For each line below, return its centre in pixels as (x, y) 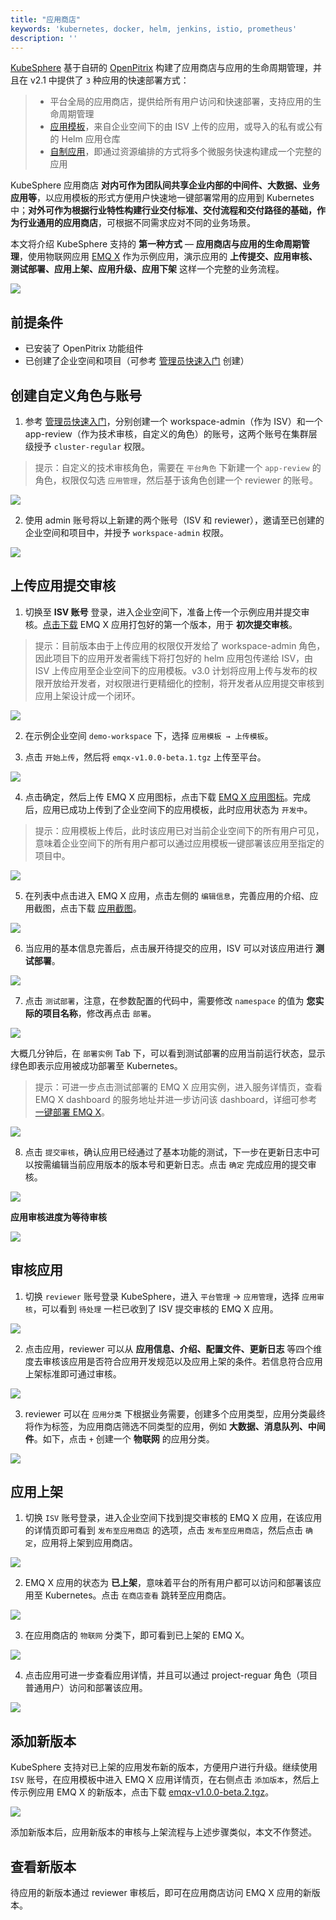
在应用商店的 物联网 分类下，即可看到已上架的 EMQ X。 (137, 1635)
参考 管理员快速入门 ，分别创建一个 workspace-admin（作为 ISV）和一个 (173, 421)
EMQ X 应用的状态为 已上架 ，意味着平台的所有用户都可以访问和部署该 (168, 1583)
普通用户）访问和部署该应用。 (86, 1688)
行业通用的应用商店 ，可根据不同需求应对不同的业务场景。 (137, 223)
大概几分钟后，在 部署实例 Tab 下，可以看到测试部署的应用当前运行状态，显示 (168, 1053)
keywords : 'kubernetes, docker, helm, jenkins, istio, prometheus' (154, 29)
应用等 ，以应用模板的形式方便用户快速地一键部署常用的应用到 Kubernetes (162, 198)
